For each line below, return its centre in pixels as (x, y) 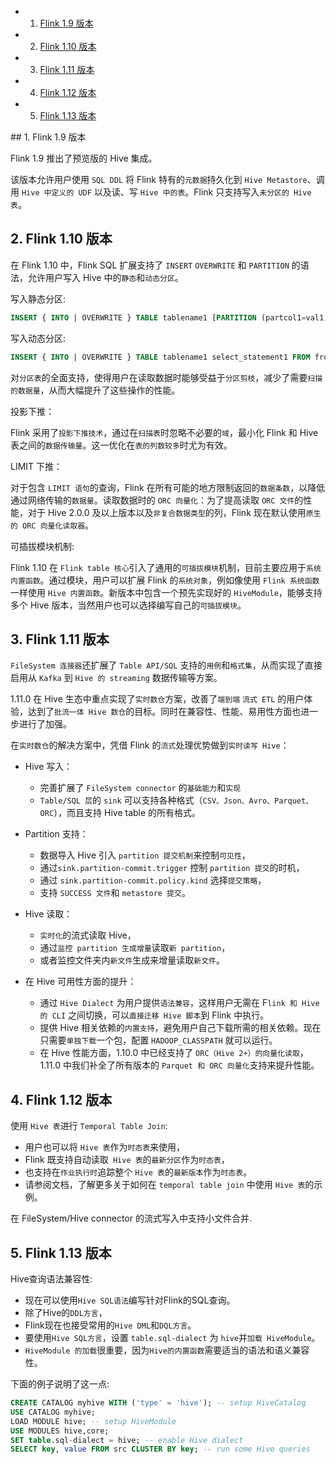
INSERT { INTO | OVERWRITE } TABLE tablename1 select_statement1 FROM (160, 357)
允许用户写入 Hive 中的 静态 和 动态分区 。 (105, 277)
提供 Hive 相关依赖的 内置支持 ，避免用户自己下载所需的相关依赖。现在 (180, 1028)
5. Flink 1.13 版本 (61, 1252)
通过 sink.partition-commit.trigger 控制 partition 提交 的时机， (172, 868)
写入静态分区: (38, 298)
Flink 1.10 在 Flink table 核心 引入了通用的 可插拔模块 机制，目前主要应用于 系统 (166, 567)
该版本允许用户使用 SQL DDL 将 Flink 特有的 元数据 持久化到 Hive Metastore (159, 179)
